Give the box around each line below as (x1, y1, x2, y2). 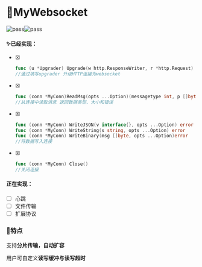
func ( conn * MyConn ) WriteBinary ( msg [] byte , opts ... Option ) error (14, 133, 189, 139)
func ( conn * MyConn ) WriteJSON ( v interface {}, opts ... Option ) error (14, 122, 194, 128)
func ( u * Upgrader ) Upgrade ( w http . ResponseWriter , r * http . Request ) (14, 66, 194, 72)
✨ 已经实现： (6, 40, 37, 47)
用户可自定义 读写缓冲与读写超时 (6, 254, 86, 262)
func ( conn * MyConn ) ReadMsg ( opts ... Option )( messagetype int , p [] (14, 93, 189, 99)
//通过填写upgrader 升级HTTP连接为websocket (14, 71, 121, 77)
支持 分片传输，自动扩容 (6, 241, 65, 249)
